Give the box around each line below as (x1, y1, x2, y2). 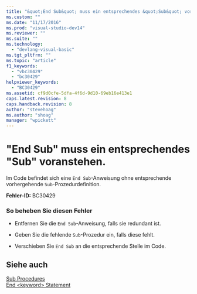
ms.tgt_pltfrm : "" (6, 52, 51, 58)
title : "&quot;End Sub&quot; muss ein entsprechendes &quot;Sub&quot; (6, 8, 182, 15)
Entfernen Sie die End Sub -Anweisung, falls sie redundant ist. (14, 220, 161, 227)
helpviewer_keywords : (6, 80, 59, 86)
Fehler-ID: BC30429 (6, 192, 56, 199)
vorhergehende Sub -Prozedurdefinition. (6, 181, 101, 188)
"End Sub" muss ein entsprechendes (6, 143, 191, 156)
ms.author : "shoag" (6, 112, 54, 118)
